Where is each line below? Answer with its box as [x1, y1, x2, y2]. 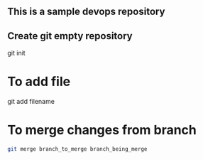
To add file [7, 74, 71, 90]
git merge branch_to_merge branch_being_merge [7, 146, 148, 153]
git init [7, 49, 26, 58]
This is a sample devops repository [7, 6, 165, 18]
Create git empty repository [7, 30, 133, 42]
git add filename [7, 97, 55, 106]
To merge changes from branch [7, 122, 197, 138]
